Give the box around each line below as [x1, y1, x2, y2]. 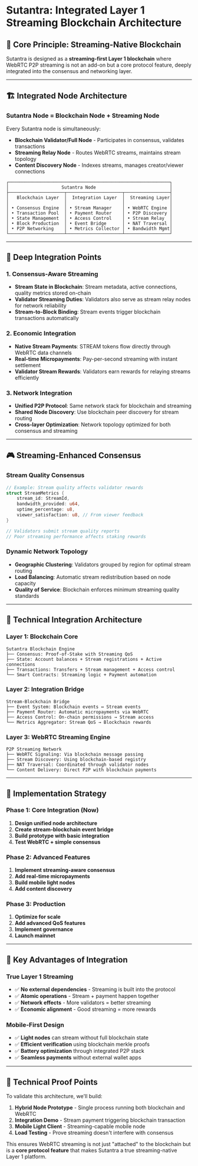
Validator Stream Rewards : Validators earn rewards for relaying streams [14, 368, 191, 375]
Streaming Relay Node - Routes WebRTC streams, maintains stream [14, 149, 181, 156]
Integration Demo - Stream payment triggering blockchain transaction [14, 1116, 186, 1124]
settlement [14, 361, 41, 368]
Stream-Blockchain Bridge [6, 699, 70, 704]
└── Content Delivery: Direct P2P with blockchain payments [6, 767, 157, 773]
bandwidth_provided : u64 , [16, 501, 81, 507]
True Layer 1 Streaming [6, 972, 74, 980]
